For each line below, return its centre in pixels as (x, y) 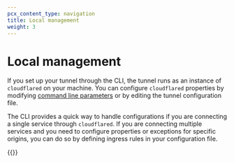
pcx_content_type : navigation (51, 14)
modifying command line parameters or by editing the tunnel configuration (115, 96)
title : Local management (43, 20)
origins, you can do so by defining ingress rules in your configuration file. (112, 139)
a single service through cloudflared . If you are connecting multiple (105, 124)
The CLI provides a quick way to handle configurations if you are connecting (117, 117)
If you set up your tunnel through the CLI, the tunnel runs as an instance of (115, 80)
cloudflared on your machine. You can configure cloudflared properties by (116, 88)
